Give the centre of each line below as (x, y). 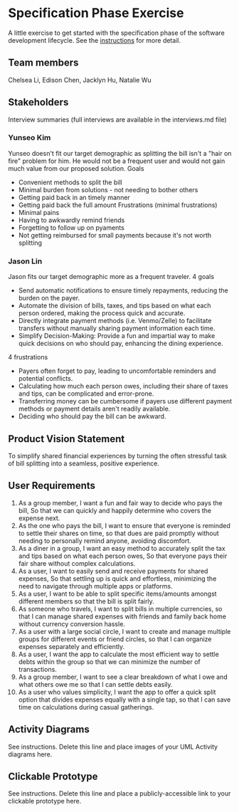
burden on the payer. (49, 298)
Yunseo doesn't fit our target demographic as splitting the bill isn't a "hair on (120, 153)
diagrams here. (30, 754)
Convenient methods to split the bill (70, 182)
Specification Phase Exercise (96, 13)
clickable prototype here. (45, 801)
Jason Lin (25, 261)
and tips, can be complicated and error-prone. (86, 394)
